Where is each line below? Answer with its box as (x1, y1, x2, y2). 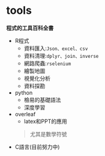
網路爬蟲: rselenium (23, 60, 71, 67)
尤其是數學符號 (29, 130, 67, 137)
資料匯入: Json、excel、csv (23, 45, 88, 52)
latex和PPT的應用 (23, 117, 67, 125)
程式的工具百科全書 (6, 24, 54, 31)
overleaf (14, 110, 36, 117)
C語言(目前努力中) (14, 143, 60, 151)
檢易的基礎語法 (23, 96, 61, 103)
